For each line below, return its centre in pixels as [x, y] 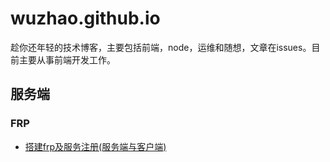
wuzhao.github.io [85, 18]
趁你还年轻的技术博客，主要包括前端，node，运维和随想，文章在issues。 [161, 47]
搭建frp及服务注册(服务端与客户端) [95, 146]
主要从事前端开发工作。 [67, 59]
